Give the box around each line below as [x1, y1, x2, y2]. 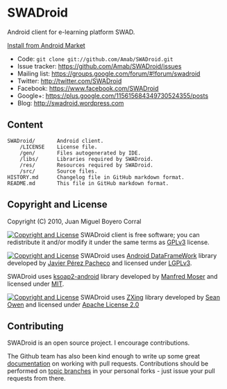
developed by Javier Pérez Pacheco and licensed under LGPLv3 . [7, 259, 192, 267]
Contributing [7, 320, 64, 332]
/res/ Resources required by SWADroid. [19, 162, 154, 168]
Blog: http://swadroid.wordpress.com [17, 98, 124, 107]
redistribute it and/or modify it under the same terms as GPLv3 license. [7, 238, 210, 246]
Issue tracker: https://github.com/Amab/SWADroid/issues [17, 62, 182, 70]
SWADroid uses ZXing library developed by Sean [80, 293, 221, 301]
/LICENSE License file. [19, 144, 98, 150]
